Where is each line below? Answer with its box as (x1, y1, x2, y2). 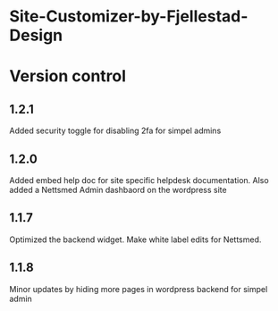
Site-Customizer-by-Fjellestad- (9, 6, 249, 27)
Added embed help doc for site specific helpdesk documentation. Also (9, 175, 270, 185)
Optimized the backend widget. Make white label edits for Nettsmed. (9, 234, 262, 245)
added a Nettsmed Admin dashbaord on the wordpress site (9, 185, 227, 195)
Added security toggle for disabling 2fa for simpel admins (9, 125, 222, 136)
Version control (9, 66, 127, 87)
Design (9, 25, 63, 46)
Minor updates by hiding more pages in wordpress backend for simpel (9, 283, 268, 294)
